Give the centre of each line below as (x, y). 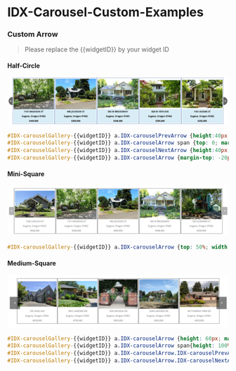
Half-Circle (24, 66)
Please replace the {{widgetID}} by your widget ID (97, 49)
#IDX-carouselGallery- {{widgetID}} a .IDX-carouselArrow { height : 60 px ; (114, 339)
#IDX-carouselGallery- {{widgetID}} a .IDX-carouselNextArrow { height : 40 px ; (119, 151)
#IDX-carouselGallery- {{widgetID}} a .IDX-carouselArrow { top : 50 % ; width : (119, 247)
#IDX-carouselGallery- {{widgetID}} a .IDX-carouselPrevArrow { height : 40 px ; (119, 136)
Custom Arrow (33, 34)
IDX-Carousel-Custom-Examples (105, 12)
